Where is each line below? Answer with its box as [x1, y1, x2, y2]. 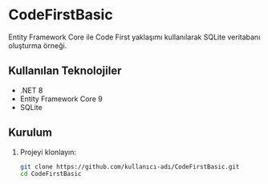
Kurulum [8, 126, 53, 140]
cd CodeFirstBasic [19, 170, 82, 178]
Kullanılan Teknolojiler [8, 64, 122, 78]
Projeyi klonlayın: [19, 147, 76, 157]
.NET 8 [19, 85, 43, 95]
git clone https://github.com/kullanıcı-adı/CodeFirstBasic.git [19, 162, 240, 170]
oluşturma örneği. [8, 40, 67, 50]
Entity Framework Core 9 [19, 94, 103, 104]
